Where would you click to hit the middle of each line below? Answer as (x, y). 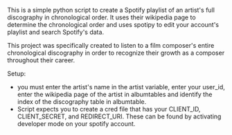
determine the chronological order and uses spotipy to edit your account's (113, 25)
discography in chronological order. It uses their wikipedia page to (101, 17)
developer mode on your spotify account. (76, 124)
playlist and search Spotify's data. (56, 32)
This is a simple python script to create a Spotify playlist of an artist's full (111, 10)
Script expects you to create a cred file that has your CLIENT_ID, (109, 109)
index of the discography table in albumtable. (82, 102)
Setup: (17, 73)
